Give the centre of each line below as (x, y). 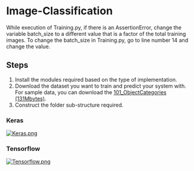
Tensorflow (23, 148)
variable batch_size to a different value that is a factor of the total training (96, 33)
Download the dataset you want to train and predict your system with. (100, 86)
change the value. (28, 46)
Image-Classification (60, 11)
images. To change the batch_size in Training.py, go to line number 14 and (97, 40)
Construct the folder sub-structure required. (69, 105)
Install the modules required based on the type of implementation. (96, 79)
